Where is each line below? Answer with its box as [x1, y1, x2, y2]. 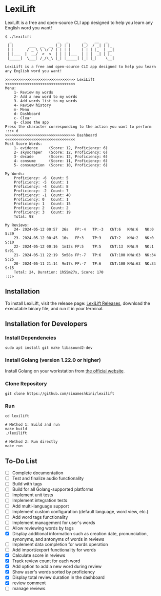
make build [5, 427, 27, 432]
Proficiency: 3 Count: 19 [14, 209, 71, 215]
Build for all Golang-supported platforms [12, 486, 94, 492]
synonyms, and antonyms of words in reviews [12, 536, 105, 542]
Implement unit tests [12, 492, 54, 498]
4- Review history [14, 103, 51, 108]
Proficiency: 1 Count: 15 [14, 201, 71, 206]
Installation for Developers [5, 320, 88, 328]
